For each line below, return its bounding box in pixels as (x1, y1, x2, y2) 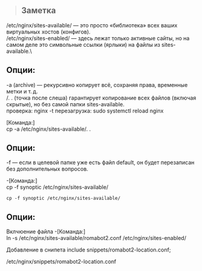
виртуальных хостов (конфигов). (6, 28, 91, 35)
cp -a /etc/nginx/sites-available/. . (6, 125, 91, 132)
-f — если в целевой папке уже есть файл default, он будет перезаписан (6, 159, 195, 166)
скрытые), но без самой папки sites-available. (6, 100, 125, 108)
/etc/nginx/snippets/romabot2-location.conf (6, 258, 116, 266)
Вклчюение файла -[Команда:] (6, 228, 86, 235)
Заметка (21, 5, 56, 16)
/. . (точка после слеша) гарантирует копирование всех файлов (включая (6, 94, 197, 101)
